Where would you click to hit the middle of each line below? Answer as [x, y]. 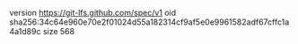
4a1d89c [25, 31]
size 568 [58, 31]
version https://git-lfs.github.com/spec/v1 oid [93, 13]
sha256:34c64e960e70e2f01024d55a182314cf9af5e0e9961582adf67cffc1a [149, 22]
